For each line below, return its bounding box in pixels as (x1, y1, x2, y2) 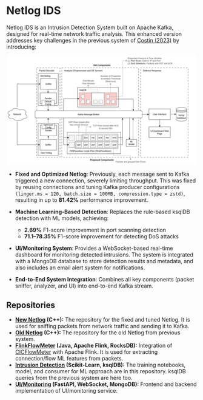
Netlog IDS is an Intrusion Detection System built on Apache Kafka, (6, 24, 174, 31)
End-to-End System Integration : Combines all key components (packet (15, 276, 195, 283)
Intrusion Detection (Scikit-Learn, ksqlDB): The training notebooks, (15, 361, 186, 368)
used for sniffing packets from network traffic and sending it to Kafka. (15, 323, 190, 330)
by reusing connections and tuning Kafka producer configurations (15, 184, 180, 191)
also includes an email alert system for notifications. (15, 264, 145, 271)
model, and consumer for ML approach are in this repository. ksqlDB (15, 368, 186, 375)
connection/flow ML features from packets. (15, 355, 124, 362)
